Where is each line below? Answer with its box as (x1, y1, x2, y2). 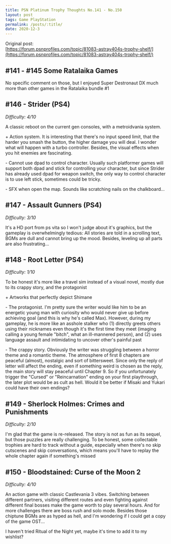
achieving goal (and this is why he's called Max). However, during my (5, 315, 151, 321)
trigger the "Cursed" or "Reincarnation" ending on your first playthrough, (5, 374, 159, 380)
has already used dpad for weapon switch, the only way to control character (5, 170, 166, 177)
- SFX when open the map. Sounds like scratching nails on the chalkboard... (5, 186, 165, 192)
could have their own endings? (5, 385, 70, 391)
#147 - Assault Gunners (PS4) (5, 201, 102, 210)
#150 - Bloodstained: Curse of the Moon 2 (5, 468, 141, 476)
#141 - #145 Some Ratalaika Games (5, 66, 118, 75)
